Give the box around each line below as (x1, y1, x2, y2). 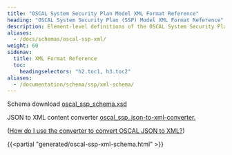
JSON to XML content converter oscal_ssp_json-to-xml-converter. (7, 113, 196, 122)
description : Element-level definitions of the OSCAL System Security (7, 23, 215, 30)
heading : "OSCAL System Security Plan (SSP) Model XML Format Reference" (7, 17, 224, 24)
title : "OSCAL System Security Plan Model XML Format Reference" (7, 10, 199, 17)
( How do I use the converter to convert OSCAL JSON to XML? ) (7, 127, 185, 135)
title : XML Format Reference (13, 55, 97, 62)
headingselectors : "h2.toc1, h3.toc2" (19, 68, 131, 75)
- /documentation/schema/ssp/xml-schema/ (13, 81, 135, 88)
